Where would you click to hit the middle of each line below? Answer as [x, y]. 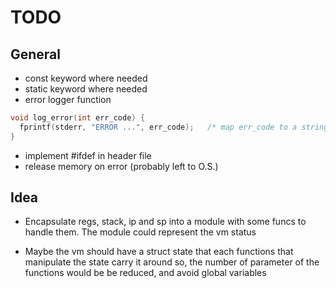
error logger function [68, 99]
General [36, 54]
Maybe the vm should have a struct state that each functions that [159, 252]
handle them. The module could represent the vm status [140, 232]
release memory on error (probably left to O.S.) [121, 166]
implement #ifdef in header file [88, 155]
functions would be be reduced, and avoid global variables [145, 273]
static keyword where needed [86, 89]
